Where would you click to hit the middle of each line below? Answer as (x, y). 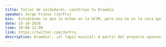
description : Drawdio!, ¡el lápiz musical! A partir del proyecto (75, 37)
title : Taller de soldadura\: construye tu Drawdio (59, 10)
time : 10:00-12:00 (24, 28)
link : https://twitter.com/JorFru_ (42, 32)
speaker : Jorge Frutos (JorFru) (38, 14)
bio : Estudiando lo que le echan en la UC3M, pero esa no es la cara (79, 19)
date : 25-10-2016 (23, 23)
